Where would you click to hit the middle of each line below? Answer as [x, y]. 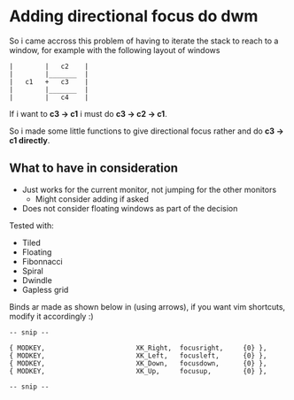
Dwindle [37, 280]
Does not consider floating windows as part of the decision [130, 208]
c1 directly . [30, 140]
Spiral [33, 271]
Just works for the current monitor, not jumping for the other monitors [149, 189]
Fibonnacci [43, 261]
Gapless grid [45, 289]
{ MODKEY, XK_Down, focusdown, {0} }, [138, 363]
